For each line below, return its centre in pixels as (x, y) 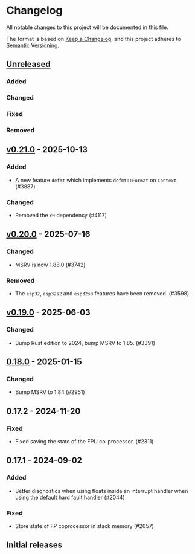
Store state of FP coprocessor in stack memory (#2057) (84, 526)
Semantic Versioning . (33, 45)
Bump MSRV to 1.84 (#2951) (50, 392)
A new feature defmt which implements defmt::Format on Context (96, 180)
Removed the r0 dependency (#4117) (61, 215)
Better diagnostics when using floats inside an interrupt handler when (101, 491)
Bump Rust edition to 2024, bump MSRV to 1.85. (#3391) (85, 343)
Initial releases (34, 545)
